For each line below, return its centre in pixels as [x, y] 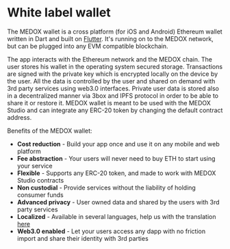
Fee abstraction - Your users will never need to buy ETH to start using [116, 158]
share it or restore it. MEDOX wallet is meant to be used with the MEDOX [109, 103]
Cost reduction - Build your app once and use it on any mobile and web [118, 144]
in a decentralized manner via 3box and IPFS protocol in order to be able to [113, 95]
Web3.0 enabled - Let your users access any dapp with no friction [111, 231]
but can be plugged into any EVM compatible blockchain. [88, 46]
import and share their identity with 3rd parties [82, 238]
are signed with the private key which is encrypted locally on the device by [113, 74]
